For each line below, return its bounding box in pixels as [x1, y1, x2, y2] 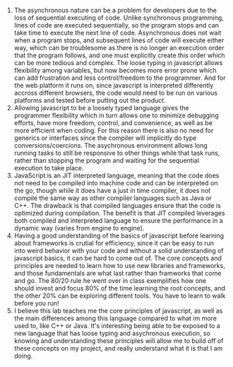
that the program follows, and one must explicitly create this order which [13, 51, 225, 59]
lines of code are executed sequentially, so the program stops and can [13, 21, 220, 29]
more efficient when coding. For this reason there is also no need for [13, 127, 214, 134]
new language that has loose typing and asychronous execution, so [13, 329, 210, 337]
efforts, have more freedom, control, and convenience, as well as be [13, 119, 213, 127]
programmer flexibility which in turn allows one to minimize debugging [13, 111, 219, 120]
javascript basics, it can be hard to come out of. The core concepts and [13, 254, 222, 262]
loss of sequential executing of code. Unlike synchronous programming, [13, 13, 224, 22]
